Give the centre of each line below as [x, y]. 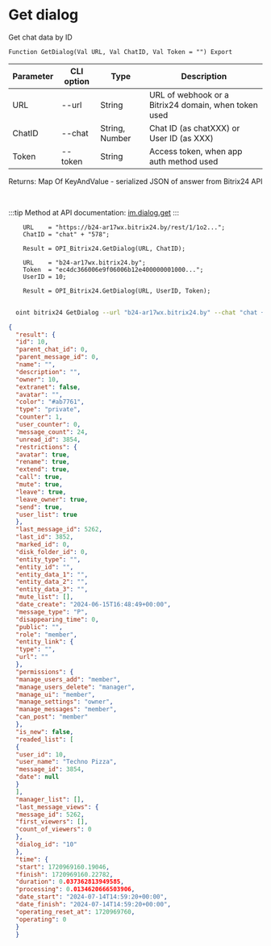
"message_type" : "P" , [52, 612]
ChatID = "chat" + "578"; [67, 234]
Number [116, 138]
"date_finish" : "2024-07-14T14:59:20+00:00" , [94, 905]
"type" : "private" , [48, 410]
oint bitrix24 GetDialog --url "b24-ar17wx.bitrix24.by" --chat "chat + [140, 312]
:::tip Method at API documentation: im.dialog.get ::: [94, 212]
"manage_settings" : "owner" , [65, 702]
